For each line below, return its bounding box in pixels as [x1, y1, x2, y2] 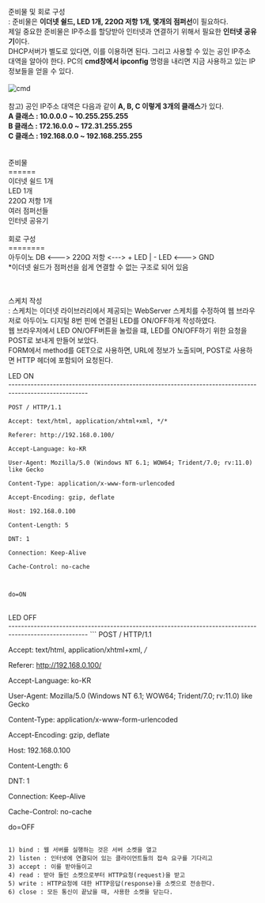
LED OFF [8, 613, 37, 622]
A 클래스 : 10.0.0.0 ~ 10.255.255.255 [8, 112, 129, 120]
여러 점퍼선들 [8, 206, 49, 215]
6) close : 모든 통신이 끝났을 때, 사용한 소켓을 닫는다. [8, 888, 173, 896]
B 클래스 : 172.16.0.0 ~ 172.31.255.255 [8, 121, 133, 131]
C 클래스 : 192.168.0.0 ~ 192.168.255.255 [8, 131, 142, 140]
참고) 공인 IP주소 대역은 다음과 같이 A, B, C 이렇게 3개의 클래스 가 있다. [8, 101, 224, 111]
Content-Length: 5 [8, 521, 69, 529]
